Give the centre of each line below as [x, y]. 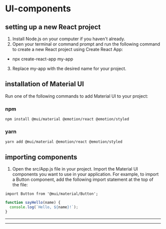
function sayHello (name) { [33, 203]
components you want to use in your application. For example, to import [85, 174]
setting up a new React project [53, 27]
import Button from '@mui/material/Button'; [52, 194]
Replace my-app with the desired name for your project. [69, 68]
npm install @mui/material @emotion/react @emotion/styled [67, 119]
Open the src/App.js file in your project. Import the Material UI [75, 169]
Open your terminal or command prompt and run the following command [86, 44]
